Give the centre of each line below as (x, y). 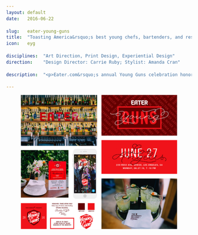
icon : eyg (21, 44)
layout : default (26, 12)
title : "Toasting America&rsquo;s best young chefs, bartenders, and (95, 37)
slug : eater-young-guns (38, 31)
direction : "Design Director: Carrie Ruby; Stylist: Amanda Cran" (93, 62)
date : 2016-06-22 (30, 19)
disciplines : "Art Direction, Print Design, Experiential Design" (91, 56)
